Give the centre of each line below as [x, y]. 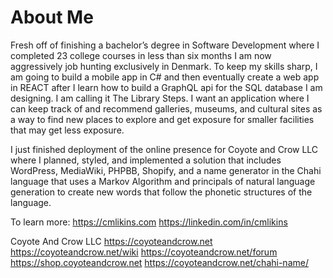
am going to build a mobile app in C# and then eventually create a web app [165, 77]
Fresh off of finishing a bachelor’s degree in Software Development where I [165, 45]
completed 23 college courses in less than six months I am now [141, 55]
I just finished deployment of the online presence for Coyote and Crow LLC [164, 149]
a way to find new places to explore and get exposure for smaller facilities [162, 119]
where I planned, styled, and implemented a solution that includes [146, 160]
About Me [52, 17]
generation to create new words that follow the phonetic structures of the [161, 192]
